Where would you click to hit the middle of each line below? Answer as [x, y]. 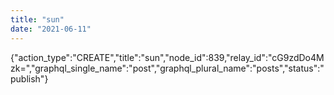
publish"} [29, 78]
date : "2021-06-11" [51, 29]
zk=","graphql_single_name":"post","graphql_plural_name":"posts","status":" [167, 68]
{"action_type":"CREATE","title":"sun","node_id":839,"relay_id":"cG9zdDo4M [167, 57]
